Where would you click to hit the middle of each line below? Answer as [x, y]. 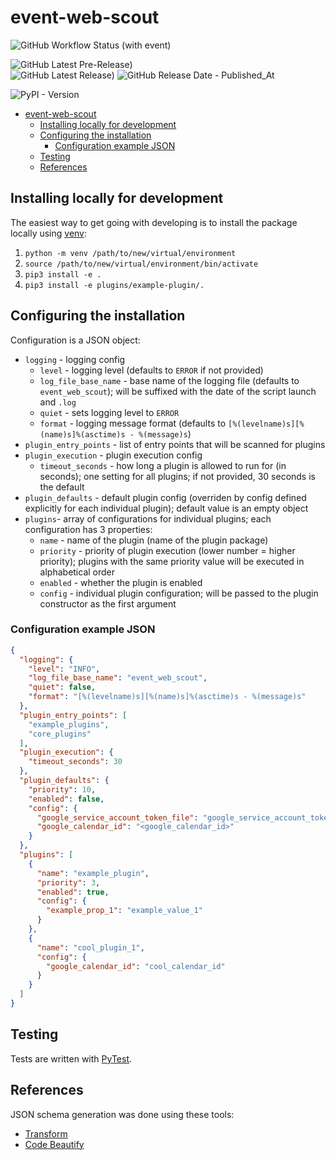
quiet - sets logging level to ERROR [109, 412]
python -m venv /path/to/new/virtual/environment [130, 253]
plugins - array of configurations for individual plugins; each [148, 518]
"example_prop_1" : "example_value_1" [124, 911]
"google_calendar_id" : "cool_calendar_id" [136, 966]
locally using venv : [49, 233]
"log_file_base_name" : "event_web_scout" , [118, 678]
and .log [58, 402]
